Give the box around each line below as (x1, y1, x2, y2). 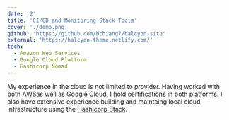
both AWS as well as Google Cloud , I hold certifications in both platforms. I (7, 90, 223, 98)
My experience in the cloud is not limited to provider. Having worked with (7, 82, 221, 90)
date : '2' (7, 10, 37, 18)
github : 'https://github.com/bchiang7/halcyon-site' (7, 30, 166, 37)
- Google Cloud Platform (13, 56, 87, 64)
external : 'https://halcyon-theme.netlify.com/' (7, 37, 153, 44)
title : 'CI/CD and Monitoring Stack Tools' (7, 17, 138, 24)
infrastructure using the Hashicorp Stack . (7, 104, 128, 113)
